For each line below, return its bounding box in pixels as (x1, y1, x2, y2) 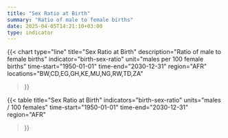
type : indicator (7, 29, 54, 36)
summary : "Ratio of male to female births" (7, 16, 134, 23)
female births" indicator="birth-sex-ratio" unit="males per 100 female (7, 55, 204, 64)
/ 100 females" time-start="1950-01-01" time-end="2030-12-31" (7, 103, 189, 111)
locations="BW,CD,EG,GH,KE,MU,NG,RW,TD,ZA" (7, 70, 144, 78)
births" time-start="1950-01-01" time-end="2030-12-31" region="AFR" (7, 62, 207, 70)
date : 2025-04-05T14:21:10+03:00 (7, 23, 103, 29)
